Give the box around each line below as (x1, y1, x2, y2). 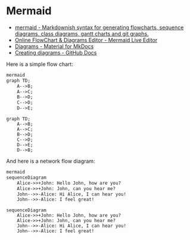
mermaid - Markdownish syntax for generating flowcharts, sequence (14, 24, 184, 31)
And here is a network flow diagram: (6, 157, 95, 165)
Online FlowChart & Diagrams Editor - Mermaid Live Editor (14, 36, 158, 43)
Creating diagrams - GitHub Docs (14, 49, 97, 56)
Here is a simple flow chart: (6, 61, 73, 68)
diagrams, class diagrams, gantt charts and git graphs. (14, 30, 149, 37)
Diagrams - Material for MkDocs (14, 43, 94, 50)
